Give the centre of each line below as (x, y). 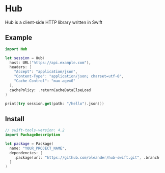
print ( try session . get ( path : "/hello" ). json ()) (55, 104)
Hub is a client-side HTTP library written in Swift (54, 22)
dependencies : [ (26, 153)
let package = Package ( (29, 143)
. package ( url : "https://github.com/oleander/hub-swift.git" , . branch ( (88, 157)
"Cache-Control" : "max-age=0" (45, 81)
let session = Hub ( (25, 58)
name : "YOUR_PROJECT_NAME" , (38, 148)
